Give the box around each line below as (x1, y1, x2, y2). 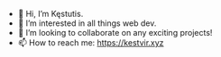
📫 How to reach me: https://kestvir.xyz (17, 37, 164, 48)
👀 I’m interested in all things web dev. (17, 18, 157, 28)
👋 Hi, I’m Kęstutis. (17, 9, 84, 19)
